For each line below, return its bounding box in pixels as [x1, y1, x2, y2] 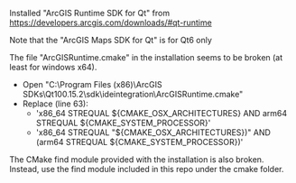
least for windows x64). [9, 62, 97, 72]
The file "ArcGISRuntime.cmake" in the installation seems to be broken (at [9, 52, 283, 62]
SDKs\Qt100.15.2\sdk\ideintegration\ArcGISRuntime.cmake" [22, 89, 244, 99]
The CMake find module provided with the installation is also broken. [9, 154, 264, 165]
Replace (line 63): [22, 98, 88, 109]
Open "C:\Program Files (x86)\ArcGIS [22, 79, 162, 89]
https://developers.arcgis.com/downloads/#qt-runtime [9, 17, 212, 28]
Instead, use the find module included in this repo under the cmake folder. [9, 164, 284, 174]
